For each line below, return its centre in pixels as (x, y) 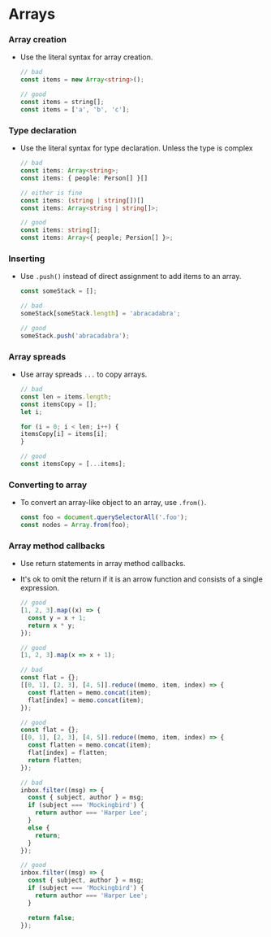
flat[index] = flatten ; (68, 753)
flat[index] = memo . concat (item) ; (86, 700)
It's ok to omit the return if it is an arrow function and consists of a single (142, 579)
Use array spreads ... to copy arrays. (84, 374)
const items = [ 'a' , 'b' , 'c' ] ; (75, 109)
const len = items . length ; (66, 397)
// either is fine (51, 193)
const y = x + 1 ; (57, 618)
